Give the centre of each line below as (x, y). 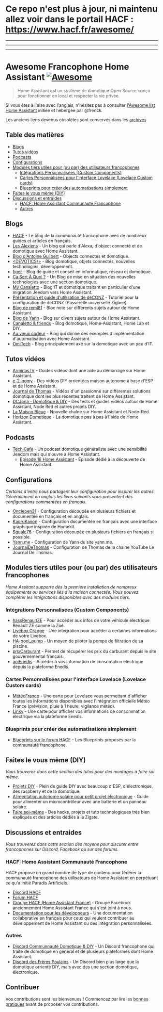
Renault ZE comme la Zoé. (39, 626)
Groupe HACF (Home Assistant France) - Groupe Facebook (72, 902)
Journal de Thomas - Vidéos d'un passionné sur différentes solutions (81, 391)
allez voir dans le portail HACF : (69, 19)
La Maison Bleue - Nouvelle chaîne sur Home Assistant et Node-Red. (81, 412)
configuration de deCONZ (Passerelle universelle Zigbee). (70, 302)
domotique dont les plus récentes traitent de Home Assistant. (74, 396)
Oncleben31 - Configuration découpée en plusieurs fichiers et (74, 511)
